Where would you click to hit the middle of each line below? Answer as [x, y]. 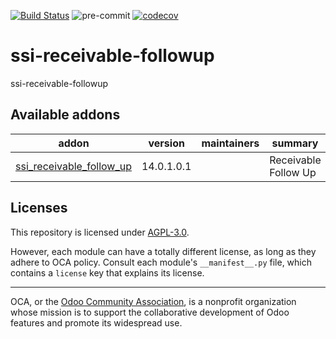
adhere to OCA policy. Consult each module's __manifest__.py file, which [161, 262]
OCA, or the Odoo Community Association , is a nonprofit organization [153, 301]
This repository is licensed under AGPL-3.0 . [100, 232]
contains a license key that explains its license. [107, 272]
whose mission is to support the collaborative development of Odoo [150, 312]
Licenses [39, 208]
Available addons [65, 115]
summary [295, 143]
